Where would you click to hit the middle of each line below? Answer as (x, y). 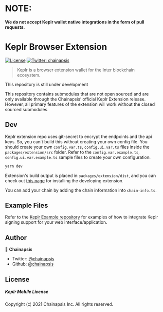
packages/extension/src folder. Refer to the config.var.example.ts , (72, 152)
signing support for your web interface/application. (56, 222)
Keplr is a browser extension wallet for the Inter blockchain (76, 70)
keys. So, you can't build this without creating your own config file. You (76, 141)
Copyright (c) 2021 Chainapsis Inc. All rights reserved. (59, 304)
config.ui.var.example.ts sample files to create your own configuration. (78, 157)
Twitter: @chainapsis (33, 259)
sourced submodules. (27, 109)
